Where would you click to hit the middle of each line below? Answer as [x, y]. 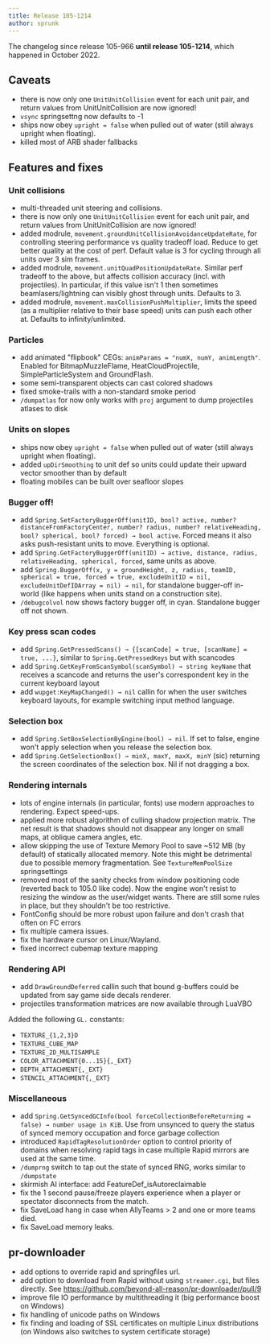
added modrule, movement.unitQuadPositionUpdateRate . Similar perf [131, 268]
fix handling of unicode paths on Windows [90, 1315]
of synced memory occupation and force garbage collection [119, 1133]
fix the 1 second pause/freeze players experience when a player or [130, 1193]
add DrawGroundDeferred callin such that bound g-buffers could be [129, 987]
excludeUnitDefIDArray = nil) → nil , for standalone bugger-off [126, 585]
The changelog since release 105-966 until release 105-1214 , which [121, 46]
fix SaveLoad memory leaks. [67, 1227]
